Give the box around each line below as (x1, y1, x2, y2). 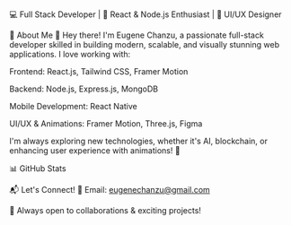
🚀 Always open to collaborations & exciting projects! (9, 205, 202, 215)
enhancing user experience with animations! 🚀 (9, 145, 181, 156)
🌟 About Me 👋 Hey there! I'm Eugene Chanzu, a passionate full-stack (9, 30, 265, 40)
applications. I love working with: (9, 49, 131, 59)
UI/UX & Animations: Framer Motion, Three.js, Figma (9, 118, 203, 129)
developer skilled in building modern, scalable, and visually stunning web (9, 39, 280, 49)
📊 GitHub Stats (9, 163, 66, 174)
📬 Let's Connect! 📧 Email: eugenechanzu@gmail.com (9, 185, 211, 195)
